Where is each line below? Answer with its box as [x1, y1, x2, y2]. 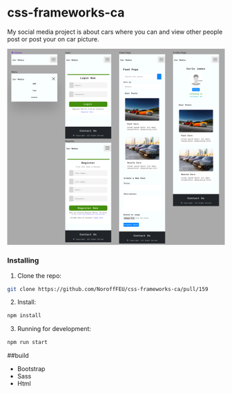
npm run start [7, 339, 48, 346]
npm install [7, 312, 41, 319]
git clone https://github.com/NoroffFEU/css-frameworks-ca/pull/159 [7, 285, 209, 292]
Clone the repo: [17, 271, 62, 280]
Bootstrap [17, 365, 46, 373]
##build [7, 352, 29, 360]
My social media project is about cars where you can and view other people [7, 28, 223, 36]
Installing [7, 256, 39, 265]
